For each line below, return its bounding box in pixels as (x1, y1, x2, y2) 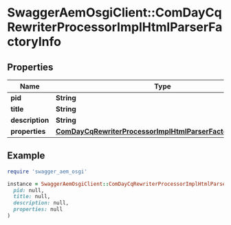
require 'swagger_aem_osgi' (7, 168, 88, 175)
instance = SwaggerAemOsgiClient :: (7, 180, 109, 187)
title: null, (13, 193, 51, 200)
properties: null (13, 206, 63, 213)
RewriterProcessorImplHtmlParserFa (7, 19, 223, 35)
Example (7, 150, 45, 162)
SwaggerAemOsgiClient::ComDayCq (7, 5, 222, 21)
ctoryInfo (7, 34, 62, 49)
